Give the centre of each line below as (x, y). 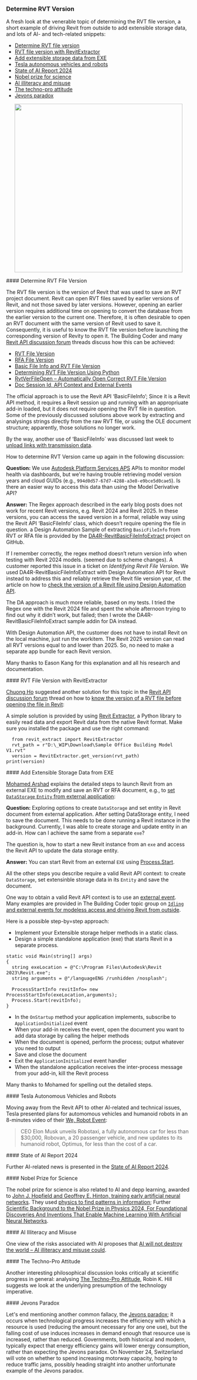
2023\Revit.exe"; (28, 973)
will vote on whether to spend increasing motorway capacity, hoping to (92, 1358)
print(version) (26, 762)
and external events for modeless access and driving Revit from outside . (94, 910)
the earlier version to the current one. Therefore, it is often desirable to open (98, 317)
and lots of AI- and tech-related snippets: (56, 34)
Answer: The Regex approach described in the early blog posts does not (94, 505)
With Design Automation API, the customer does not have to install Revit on (97, 633)
